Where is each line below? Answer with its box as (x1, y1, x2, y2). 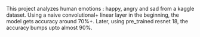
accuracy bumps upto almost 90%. (6, 24, 93, 31)
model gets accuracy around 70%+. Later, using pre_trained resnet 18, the (6, 18, 189, 24)
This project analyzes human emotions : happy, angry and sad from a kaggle (6, 5, 195, 12)
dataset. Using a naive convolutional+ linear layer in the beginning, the (6, 11, 179, 18)
